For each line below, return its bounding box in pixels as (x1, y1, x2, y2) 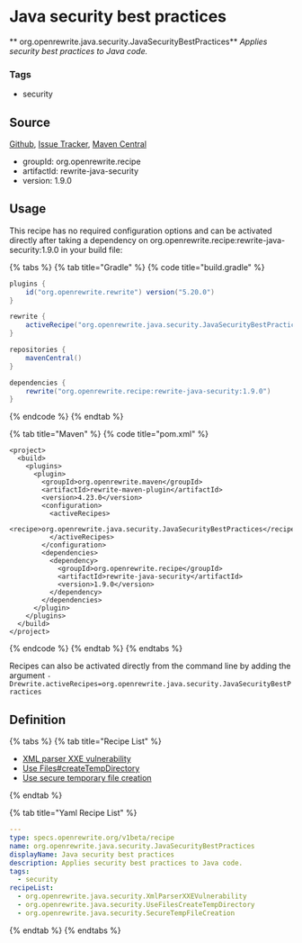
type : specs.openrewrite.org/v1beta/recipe (9, 833, 175, 843)
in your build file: (60, 244, 123, 255)
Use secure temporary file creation (22, 773, 152, 784)
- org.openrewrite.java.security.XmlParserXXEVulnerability (17, 892, 247, 902)
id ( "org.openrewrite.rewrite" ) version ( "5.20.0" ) (25, 287, 216, 296)
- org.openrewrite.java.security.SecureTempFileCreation (17, 908, 235, 918)
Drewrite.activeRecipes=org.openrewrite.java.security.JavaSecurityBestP (9, 680, 292, 689)
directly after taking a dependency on (9, 234, 148, 245)
